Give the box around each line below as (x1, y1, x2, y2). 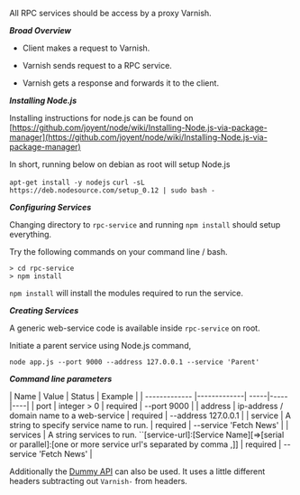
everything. (9, 229, 52, 239)
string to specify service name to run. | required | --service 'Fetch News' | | (9, 420, 289, 430)
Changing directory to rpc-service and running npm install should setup (9, 219, 281, 229)
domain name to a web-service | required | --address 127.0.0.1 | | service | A (9, 410, 291, 421)
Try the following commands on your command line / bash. (9, 247, 228, 257)
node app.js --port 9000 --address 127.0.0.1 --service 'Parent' (9, 358, 259, 367)
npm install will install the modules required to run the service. (9, 288, 244, 298)
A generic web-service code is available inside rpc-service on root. (9, 322, 260, 333)
